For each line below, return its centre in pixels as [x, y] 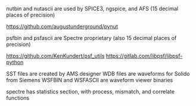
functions [18, 98]
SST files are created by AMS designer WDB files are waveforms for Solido [98, 74]
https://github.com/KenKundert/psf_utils [55, 56]
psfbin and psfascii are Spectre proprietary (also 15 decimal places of [91, 38]
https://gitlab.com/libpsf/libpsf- [144, 56]
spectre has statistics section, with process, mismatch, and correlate [91, 91]
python [15, 62]
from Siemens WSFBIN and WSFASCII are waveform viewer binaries [90, 80]
